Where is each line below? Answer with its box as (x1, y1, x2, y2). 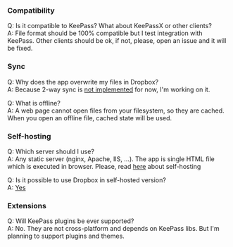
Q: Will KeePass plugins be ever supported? (7, 217, 134, 225)
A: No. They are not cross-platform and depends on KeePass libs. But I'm (7, 224, 220, 233)
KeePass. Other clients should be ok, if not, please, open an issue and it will (7, 37, 227, 45)
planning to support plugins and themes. (7, 232, 125, 241)
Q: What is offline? (7, 99, 61, 107)
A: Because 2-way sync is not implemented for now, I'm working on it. (7, 85, 210, 94)
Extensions (7, 201, 47, 210)
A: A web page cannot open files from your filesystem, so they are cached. (7, 106, 225, 115)
